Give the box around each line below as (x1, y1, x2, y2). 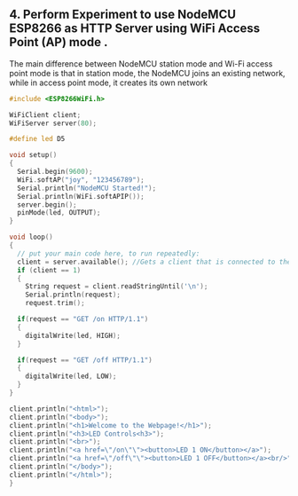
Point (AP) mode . (9, 35, 108, 50)
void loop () (9, 232, 53, 242)
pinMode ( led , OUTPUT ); (17, 209, 101, 217)
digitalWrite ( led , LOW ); (25, 372, 117, 381)
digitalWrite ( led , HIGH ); (25, 331, 122, 340)
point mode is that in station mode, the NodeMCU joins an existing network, (9, 67, 286, 78)
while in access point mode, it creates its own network (9, 77, 208, 88)
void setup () (9, 151, 58, 160)
